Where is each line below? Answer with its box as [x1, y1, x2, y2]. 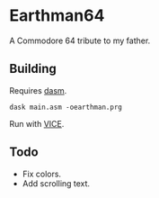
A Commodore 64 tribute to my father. [9, 35, 151, 46]
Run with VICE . [9, 118, 65, 129]
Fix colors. [22, 168, 61, 179]
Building [9, 61, 57, 76]
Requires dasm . [9, 85, 67, 95]
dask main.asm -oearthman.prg [9, 103, 123, 112]
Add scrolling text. [22, 177, 91, 189]
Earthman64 [9, 5, 105, 26]
